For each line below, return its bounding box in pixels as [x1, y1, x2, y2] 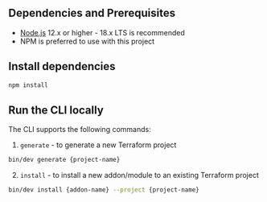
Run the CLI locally [8, 103, 105, 117]
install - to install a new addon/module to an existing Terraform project [19, 171, 259, 180]
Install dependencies [8, 60, 116, 73]
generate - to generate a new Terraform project [19, 140, 177, 150]
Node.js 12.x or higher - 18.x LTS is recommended [19, 27, 185, 37]
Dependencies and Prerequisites [8, 6, 176, 20]
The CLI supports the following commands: [8, 125, 151, 134]
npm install [8, 80, 48, 89]
